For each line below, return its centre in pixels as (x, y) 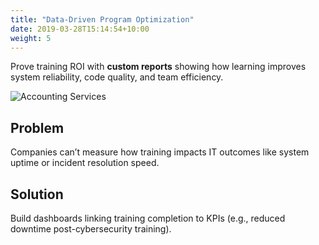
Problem (37, 127)
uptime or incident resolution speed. (85, 163)
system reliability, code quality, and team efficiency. (117, 77)
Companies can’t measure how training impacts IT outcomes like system (160, 152)
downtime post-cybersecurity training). (91, 229)
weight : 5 (31, 38)
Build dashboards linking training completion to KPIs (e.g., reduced (148, 218)
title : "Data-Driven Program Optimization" (102, 19)
